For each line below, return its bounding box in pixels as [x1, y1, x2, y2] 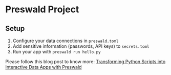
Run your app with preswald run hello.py [12, 49, 101, 54]
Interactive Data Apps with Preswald [5, 64, 82, 70]
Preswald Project [5, 4, 79, 15]
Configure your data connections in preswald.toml [12, 38, 119, 44]
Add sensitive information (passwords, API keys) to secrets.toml [12, 43, 149, 49]
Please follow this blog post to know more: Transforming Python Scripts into [5, 59, 166, 65]
